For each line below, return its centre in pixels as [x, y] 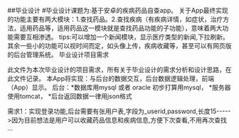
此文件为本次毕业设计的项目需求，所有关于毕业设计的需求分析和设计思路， [116, 70]
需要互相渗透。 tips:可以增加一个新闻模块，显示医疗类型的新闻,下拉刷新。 [121, 37]
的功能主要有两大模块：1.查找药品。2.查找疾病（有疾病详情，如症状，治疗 [115, 19]
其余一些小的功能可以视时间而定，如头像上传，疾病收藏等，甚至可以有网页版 [119, 46]
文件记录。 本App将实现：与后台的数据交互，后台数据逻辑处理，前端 [114, 79]
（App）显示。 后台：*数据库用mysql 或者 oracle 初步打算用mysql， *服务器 [119, 87]
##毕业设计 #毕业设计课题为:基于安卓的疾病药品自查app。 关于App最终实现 [118, 10]
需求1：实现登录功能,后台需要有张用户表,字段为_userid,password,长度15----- [119, 111]
